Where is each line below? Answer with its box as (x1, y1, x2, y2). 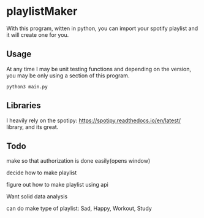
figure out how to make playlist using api (6, 181, 108, 189)
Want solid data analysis (6, 193, 68, 200)
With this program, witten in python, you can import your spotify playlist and (6, 25, 198, 32)
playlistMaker (6, 4, 78, 18)
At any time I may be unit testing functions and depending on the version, (6, 65, 192, 72)
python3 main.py (6, 84, 48, 90)
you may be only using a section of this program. (6, 72, 130, 79)
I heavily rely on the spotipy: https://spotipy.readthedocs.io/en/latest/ (6, 117, 181, 124)
